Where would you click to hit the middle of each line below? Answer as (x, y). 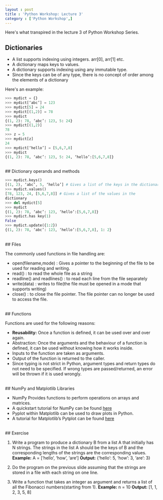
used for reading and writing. (41, 268)
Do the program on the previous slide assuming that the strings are (79, 467)
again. (18, 337)
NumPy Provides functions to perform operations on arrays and (75, 398)
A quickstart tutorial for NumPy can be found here (62, 408)
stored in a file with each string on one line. (55, 472)
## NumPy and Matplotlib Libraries (40, 388)
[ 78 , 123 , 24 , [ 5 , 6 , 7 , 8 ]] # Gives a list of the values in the (70, 194)
